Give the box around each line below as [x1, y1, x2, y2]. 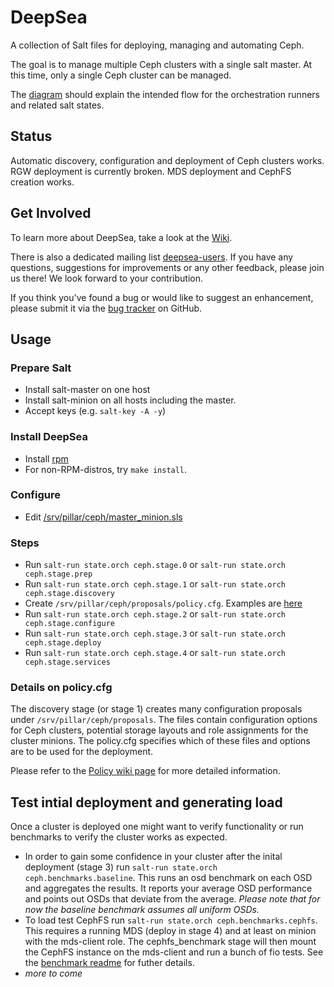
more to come [24, 967, 83, 980]
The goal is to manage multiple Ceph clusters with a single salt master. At [10, 58, 313, 70]
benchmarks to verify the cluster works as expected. [10, 831, 228, 843]
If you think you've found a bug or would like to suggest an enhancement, [10, 291, 314, 303]
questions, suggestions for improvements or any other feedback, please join [10, 261, 325, 273]
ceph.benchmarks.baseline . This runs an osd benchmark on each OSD [24, 872, 313, 884]
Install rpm [24, 452, 69, 465]
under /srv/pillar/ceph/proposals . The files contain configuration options [10, 714, 318, 726]
